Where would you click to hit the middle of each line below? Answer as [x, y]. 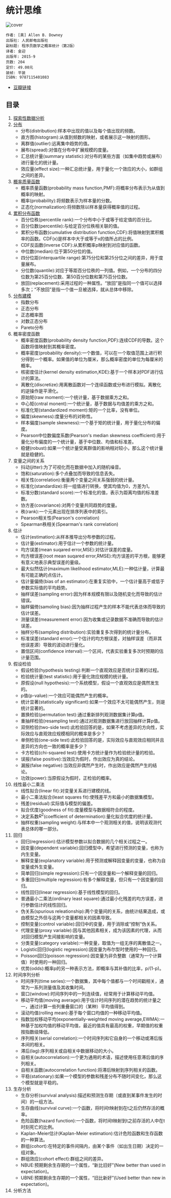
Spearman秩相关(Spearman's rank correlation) [70, 524]
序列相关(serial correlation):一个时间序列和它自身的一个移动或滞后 [90, 1038]
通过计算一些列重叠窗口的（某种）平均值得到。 [79, 1007]
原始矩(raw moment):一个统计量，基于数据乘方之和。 [76, 397]
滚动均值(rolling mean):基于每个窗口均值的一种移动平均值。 [82, 1013]
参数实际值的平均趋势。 [45, 587]
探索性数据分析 [29, 118]
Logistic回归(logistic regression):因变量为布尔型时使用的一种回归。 [90, 949]
